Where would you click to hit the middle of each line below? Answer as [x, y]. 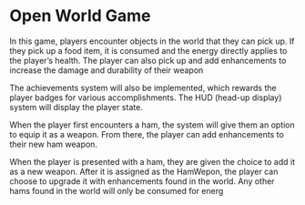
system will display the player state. [76, 107]
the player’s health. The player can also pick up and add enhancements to [148, 60]
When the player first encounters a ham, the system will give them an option [152, 125]
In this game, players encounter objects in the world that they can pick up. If [152, 41]
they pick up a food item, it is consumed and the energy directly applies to [148, 50]
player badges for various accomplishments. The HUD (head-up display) [146, 97]
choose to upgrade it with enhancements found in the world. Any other [142, 181]
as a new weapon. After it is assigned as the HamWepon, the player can [144, 171]
